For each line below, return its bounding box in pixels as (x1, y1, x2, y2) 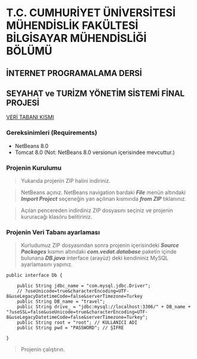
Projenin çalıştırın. (20, 346, 65, 353)
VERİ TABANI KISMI (6, 114, 54, 121)
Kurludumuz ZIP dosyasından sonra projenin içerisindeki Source (20, 242, 179, 249)
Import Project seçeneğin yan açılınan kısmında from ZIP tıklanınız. (20, 195, 187, 202)
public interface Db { (6, 273, 63, 279)
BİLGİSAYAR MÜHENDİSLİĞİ (6, 32, 147, 45)
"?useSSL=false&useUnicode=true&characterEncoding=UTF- (6, 309, 148, 315)
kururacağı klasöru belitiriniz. (20, 213, 93, 220)
